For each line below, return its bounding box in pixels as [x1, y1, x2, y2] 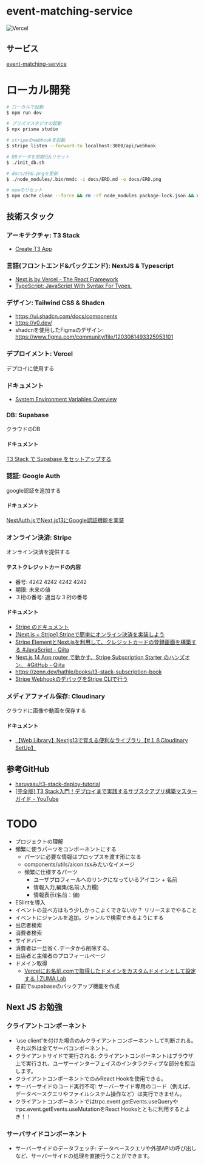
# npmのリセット [6, 187, 43, 193]
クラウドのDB [6, 425, 41, 433]
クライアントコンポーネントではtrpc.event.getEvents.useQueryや [15, 1097, 178, 1105]
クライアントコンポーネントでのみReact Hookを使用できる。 [15, 1075, 167, 1082]
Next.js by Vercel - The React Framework [15, 276, 118, 283]
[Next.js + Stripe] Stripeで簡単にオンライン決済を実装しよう [15, 630, 165, 638]
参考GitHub [6, 764, 50, 774]
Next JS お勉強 [6, 1002, 63, 1012]
